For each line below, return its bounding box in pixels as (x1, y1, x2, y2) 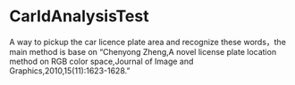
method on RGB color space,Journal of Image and (9, 56, 194, 66)
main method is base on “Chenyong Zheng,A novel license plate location (9, 46, 277, 57)
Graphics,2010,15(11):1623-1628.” (9, 65, 131, 76)
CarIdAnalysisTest (9, 6, 149, 27)
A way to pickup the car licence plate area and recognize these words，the (9, 36, 286, 47)
